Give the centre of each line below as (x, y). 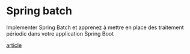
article (14, 45)
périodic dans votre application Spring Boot (60, 33)
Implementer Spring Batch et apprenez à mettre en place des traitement (95, 27)
